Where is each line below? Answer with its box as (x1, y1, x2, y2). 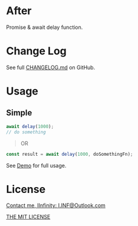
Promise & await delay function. (6, 24, 83, 31)
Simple (6, 108, 32, 118)
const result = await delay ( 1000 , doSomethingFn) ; (6, 151, 133, 157)
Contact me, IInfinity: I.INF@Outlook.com (6, 202, 106, 209)
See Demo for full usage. (6, 162, 67, 169)
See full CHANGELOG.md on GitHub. (6, 64, 96, 71)
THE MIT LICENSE (6, 214, 51, 221)
